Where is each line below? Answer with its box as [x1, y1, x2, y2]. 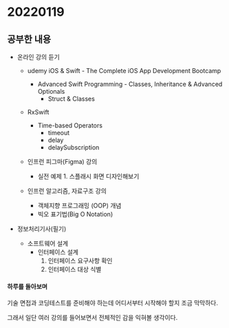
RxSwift [27, 108, 50, 116]
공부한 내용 [7, 33, 52, 45]
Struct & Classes [47, 94, 95, 103]
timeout [47, 129, 70, 136]
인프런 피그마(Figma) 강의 [27, 158, 98, 165]
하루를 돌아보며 [7, 282, 48, 290]
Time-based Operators [37, 121, 103, 130]
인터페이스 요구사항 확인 [47, 256, 113, 265]
